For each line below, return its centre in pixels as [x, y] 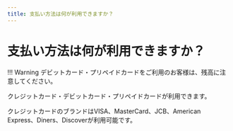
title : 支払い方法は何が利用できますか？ [61, 14]
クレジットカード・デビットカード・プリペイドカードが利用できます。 [109, 96]
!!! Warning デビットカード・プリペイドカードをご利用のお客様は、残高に [114, 72]
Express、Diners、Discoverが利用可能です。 [72, 120]
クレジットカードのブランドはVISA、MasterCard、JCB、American [104, 111]
